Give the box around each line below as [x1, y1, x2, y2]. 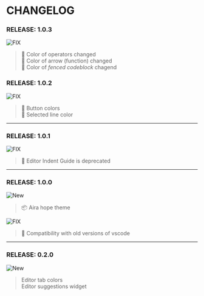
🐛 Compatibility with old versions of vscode [21, 230, 131, 237]
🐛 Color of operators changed [21, 51, 96, 58]
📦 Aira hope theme [21, 204, 71, 211]
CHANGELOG [6, 4, 75, 18]
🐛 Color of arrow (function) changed [21, 57, 112, 64]
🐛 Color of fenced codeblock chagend [21, 64, 117, 71]
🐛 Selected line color [21, 110, 73, 118]
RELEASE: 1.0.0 [6, 178, 53, 186]
